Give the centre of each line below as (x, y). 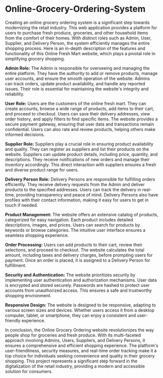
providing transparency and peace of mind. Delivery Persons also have (87, 195)
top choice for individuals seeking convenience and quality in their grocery (80, 356)
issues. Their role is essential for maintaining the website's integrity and (77, 89)
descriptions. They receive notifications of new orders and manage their (77, 159)
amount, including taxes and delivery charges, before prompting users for (79, 255)
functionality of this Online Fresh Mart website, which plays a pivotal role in (80, 53)
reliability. (15, 94)
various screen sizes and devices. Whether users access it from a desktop (80, 310)
